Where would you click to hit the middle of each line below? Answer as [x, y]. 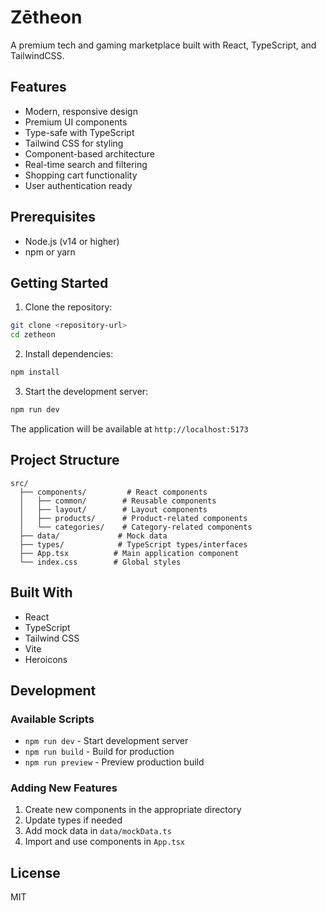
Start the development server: [86, 391]
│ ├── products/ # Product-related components [133, 518]
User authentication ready [78, 185]
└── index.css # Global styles [100, 562]
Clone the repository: [68, 307]
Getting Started [59, 282]
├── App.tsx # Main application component [129, 553]
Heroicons [46, 659]
